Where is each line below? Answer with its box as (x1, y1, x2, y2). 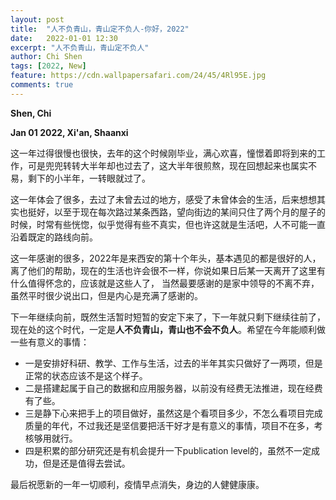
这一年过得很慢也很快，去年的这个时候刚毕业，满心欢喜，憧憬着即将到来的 (10, 147, 317, 159)
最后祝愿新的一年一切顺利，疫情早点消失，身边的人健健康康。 (10, 478, 265, 490)
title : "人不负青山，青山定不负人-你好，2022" (10, 24, 190, 34)
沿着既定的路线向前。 (10, 231, 98, 243)
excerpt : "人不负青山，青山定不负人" (10, 42, 150, 53)
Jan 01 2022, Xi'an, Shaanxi (10, 126, 129, 138)
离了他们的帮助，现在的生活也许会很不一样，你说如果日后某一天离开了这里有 (10, 264, 326, 276)
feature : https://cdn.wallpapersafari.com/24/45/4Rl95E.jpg (10, 71, 267, 81)
